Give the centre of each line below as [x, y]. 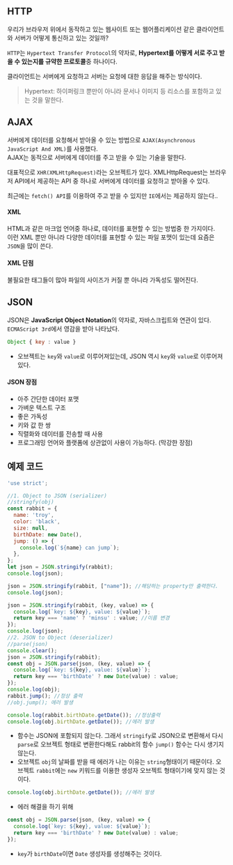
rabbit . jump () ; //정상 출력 [45, 696]
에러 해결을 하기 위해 [45, 807]
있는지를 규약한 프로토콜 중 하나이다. [70, 61]
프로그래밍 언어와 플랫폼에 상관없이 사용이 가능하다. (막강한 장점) [105, 442]
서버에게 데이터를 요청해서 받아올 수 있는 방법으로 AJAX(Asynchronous [102, 140]
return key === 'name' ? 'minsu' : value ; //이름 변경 [92, 618]
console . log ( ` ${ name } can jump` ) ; [70, 548]
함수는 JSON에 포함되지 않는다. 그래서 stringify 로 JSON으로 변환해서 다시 [120, 736]
